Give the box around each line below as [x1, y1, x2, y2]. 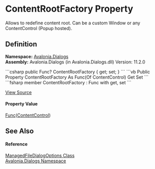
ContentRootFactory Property [5, 3, 133, 15]
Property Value [5, 101, 38, 107]
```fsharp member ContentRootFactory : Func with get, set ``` [5, 79, 132, 85]
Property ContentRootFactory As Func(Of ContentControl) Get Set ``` [5, 74, 148, 80]
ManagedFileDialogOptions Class [5, 152, 75, 158]
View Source [5, 89, 32, 95]
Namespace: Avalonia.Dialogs [5, 53, 68, 59]
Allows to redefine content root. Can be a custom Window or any [5, 20, 140, 26]
